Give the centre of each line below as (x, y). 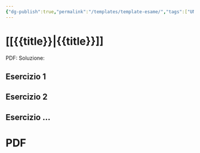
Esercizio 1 (26, 76)
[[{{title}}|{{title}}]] (55, 41)
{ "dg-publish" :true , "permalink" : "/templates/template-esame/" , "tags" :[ (96, 12)
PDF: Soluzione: (25, 58)
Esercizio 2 (27, 97)
